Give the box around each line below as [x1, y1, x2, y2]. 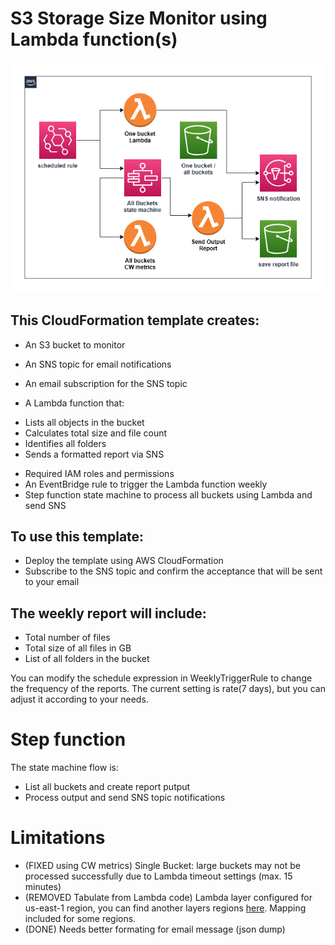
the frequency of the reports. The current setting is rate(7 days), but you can [10, 683, 326, 695]
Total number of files [24, 632, 111, 644]
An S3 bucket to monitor [24, 338, 126, 351]
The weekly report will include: [10, 605, 207, 622]
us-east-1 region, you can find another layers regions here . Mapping [24, 902, 307, 914]
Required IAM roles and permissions [24, 467, 175, 479]
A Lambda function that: [24, 397, 125, 409]
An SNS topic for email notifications [24, 358, 172, 370]
